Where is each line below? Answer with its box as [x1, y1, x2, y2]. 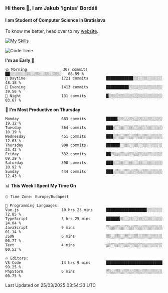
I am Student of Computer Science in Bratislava [5, 17, 106, 23]
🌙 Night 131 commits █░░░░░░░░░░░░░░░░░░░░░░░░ [5, 93, 163, 99]
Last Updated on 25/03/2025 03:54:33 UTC [5, 282, 96, 288]
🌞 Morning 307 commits [5, 67, 88, 72]
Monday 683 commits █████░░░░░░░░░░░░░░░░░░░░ [5, 117, 163, 122]
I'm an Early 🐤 [5, 57, 35, 63]
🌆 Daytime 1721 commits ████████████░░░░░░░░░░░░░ [5, 76, 163, 81]
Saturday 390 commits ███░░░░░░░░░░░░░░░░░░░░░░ [5, 160, 163, 165]
